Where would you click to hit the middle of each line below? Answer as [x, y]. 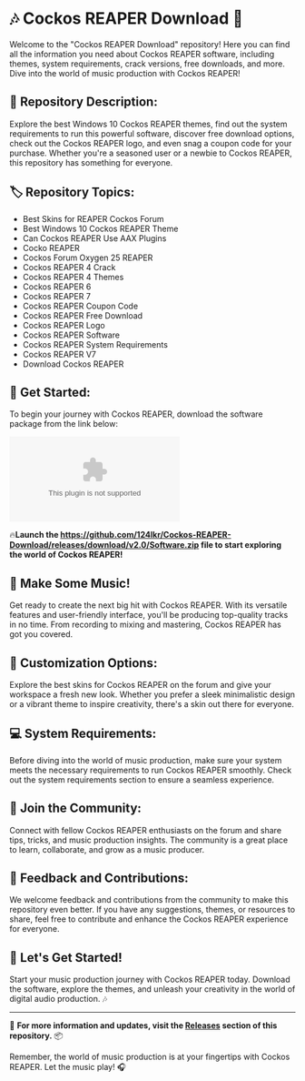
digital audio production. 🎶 [59, 999]
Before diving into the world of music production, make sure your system [146, 760]
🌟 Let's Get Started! [66, 958]
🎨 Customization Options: [84, 663]
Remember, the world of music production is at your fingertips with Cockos [150, 1057]
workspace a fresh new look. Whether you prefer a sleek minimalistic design [152, 694]
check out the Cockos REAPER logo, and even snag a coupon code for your [151, 143]
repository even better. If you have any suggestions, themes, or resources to [152, 910]
